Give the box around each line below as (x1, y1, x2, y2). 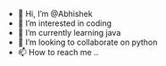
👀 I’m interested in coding (17, 18, 112, 29)
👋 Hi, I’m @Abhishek (17, 9, 93, 19)
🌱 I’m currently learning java (17, 28, 121, 37)
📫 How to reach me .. (17, 47, 99, 57)
